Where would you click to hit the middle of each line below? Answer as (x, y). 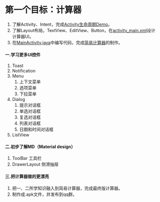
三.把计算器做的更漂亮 (27, 176)
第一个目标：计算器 (43, 10)
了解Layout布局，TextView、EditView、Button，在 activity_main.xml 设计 (84, 30)
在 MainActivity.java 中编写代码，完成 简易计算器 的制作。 (67, 42)
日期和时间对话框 (36, 130)
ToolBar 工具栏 (27, 158)
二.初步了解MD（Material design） (40, 147)
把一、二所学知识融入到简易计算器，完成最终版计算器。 (67, 188)
